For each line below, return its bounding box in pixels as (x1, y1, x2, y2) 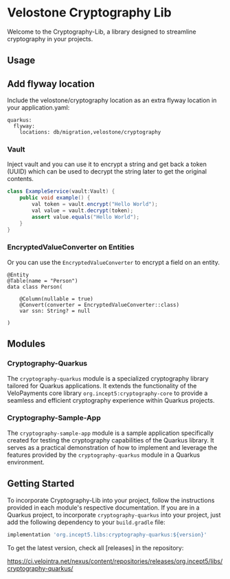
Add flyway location (7, 78, 95, 90)
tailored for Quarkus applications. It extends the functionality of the (7, 381, 197, 390)
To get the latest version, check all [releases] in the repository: (7, 543, 184, 552)
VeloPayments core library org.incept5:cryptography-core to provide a (7, 389, 208, 397)
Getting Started (7, 478, 75, 490)
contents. (7, 175, 34, 183)
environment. (7, 458, 45, 466)
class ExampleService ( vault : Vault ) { (7, 188, 115, 195)
